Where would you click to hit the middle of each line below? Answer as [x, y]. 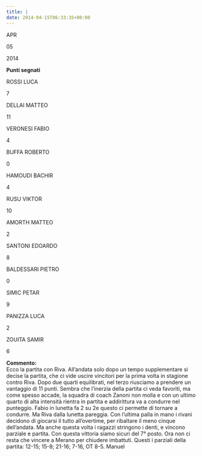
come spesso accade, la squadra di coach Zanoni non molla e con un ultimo [101, 395]
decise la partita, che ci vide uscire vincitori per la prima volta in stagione [97, 376]
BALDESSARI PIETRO [33, 269]
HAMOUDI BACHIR [30, 175]
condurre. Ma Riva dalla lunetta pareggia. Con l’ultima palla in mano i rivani [99, 414]
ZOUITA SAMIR [25, 339]
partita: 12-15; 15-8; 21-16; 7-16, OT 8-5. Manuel [66, 446]
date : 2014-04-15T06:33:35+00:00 [48, 18]
